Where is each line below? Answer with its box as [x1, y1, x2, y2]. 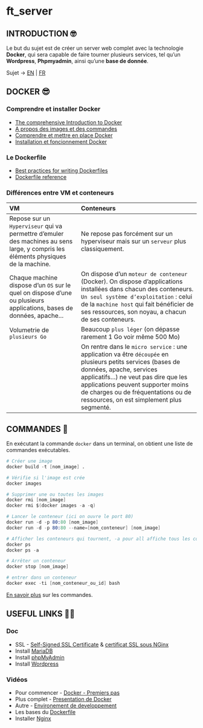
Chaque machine [9, 274, 58, 282]
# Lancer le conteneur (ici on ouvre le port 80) [6, 514, 134, 520]
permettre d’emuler [9, 229, 64, 238]
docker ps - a [6, 547, 39, 553]
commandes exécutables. [6, 447, 71, 454]
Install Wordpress [14, 660, 59, 667]
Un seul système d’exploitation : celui [80, 292, 192, 301]
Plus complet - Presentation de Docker [14, 695, 112, 703]
